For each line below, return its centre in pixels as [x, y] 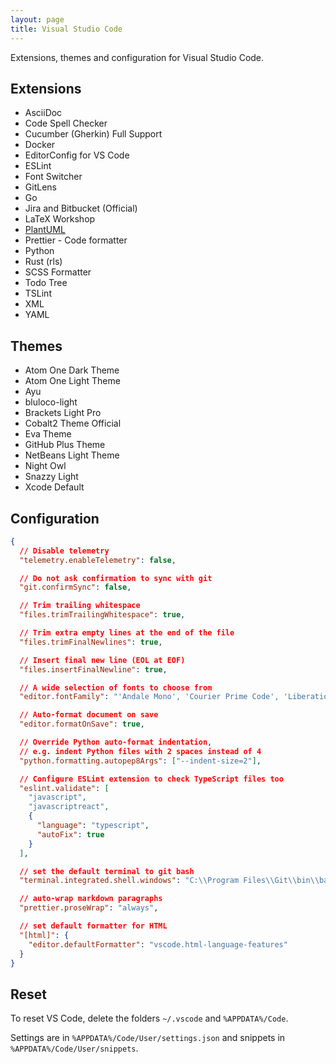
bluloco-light [51, 402]
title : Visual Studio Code [66, 29]
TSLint [38, 293]
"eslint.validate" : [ [64, 788]
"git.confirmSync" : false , [75, 587]
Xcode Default [54, 487]
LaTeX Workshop [60, 219]
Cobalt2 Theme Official [73, 423]
